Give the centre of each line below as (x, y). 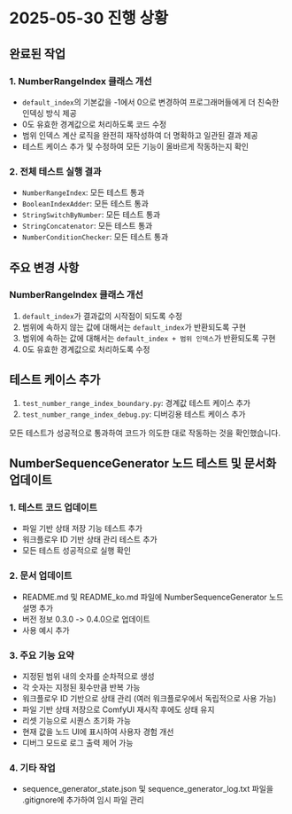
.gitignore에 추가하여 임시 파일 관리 (83, 800)
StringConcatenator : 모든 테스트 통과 (87, 226)
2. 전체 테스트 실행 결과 (55, 171)
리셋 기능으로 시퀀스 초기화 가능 (76, 720)
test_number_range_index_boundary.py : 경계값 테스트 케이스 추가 (136, 403)
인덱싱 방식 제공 (49, 113)
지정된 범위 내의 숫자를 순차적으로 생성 (88, 676)
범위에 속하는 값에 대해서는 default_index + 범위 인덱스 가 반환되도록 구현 (149, 338)
